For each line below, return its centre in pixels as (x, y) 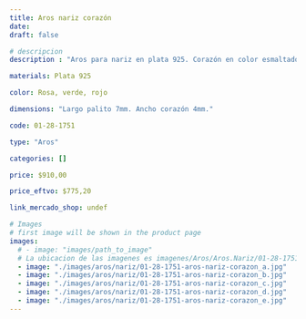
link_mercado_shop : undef (58, 208)
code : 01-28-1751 (42, 125)
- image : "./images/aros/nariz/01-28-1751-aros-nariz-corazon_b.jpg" (152, 275)
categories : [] (38, 159)
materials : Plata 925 (51, 77)
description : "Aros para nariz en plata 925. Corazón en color (134, 60)
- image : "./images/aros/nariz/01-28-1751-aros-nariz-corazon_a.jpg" (152, 267)
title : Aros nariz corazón (61, 18)
